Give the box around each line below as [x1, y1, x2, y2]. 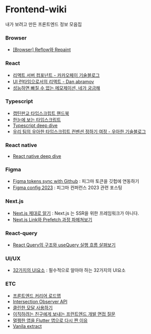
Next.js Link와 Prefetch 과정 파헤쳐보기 [12, 216, 93, 222]
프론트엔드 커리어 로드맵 [12, 293, 61, 299]
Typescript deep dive [12, 122, 58, 129]
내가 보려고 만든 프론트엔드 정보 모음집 [5, 21, 82, 27]
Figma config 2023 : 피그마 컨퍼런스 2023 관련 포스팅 [12, 184, 123, 191]
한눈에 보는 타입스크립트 [12, 116, 61, 122]
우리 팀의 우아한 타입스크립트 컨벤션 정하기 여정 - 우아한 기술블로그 [12, 128, 146, 134]
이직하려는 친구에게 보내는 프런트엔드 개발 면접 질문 [12, 311, 116, 317]
